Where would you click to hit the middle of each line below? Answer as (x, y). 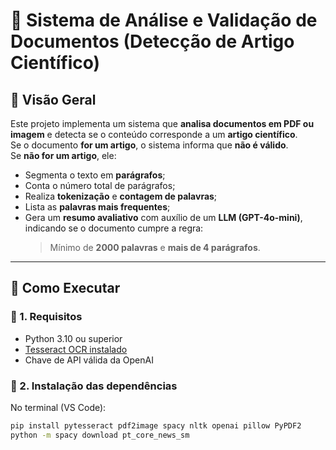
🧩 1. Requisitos (46, 317)
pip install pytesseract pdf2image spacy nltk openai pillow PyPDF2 (156, 425)
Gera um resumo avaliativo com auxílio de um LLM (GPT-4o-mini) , (163, 217)
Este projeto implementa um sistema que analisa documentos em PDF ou (162, 123)
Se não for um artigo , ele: (63, 155)
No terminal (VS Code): (58, 407)
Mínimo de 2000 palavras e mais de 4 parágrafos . (155, 247)
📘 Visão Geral (53, 99)
